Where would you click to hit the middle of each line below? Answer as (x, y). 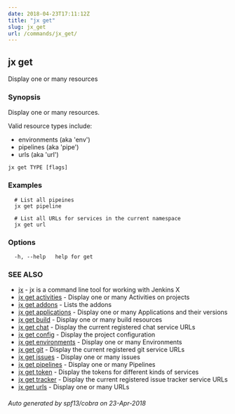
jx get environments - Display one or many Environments (100, 342)
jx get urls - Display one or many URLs (74, 387)
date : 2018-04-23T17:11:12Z (49, 14)
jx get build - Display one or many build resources (90, 320)
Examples (25, 185)
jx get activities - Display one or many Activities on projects (104, 297)
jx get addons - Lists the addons (65, 305)
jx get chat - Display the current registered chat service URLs (107, 327)
